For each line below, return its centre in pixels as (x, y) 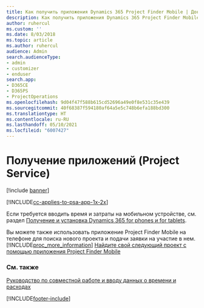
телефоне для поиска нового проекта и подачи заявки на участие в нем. (101, 238)
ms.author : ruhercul (32, 46)
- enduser (19, 74)
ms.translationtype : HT (36, 114)
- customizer (23, 68)
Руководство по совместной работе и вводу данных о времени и (91, 281)
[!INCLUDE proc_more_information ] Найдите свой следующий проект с (97, 245)
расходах (19, 287)
